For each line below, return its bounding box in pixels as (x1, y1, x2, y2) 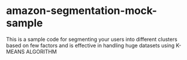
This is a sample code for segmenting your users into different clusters (6, 36, 178, 43)
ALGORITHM (26, 48, 57, 55)
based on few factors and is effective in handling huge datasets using (6, 42, 175, 49)
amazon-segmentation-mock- (6, 4, 158, 17)
